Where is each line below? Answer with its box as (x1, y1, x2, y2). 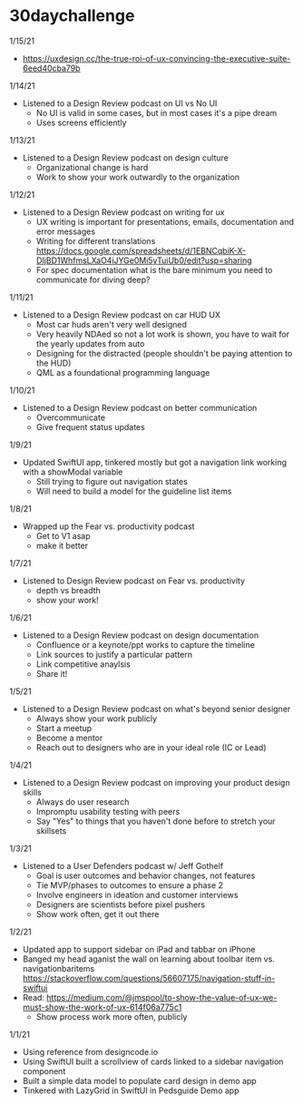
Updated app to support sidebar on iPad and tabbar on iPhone (22, 944, 256, 954)
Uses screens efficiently (35, 117, 127, 128)
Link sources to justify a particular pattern (35, 649, 193, 660)
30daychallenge (9, 5, 135, 26)
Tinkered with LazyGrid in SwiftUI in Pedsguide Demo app (22, 1085, 239, 1096)
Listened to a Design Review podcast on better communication (22, 402, 258, 413)
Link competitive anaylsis (35, 659, 132, 670)
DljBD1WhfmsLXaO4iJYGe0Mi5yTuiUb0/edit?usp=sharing (35, 255, 252, 266)
